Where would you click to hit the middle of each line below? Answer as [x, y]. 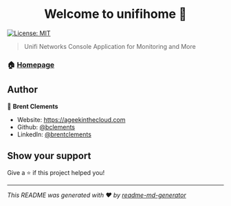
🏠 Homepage [31, 65]
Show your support [49, 156]
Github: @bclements [46, 127]
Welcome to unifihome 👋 [115, 14]
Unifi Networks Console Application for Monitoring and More [110, 46]
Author [22, 90]
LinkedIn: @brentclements [54, 134]
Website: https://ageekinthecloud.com [71, 119]
